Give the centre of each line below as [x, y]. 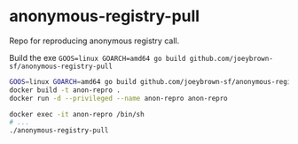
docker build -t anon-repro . [65, 90]
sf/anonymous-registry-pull [61, 66]
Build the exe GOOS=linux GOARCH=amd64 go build [98, 57]
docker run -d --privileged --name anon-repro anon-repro [118, 98]
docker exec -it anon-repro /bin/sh [77, 114]
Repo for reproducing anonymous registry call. [94, 41]
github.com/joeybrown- [231, 58]
